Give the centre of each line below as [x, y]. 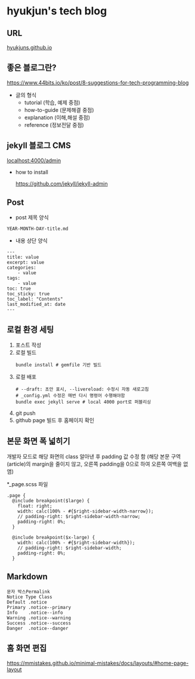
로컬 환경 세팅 [30, 330]
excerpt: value [26, 263]
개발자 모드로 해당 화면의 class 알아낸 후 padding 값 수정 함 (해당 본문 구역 [94, 457]
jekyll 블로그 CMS [39, 146]
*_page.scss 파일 [27, 484]
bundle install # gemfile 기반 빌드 [58, 365]
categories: [21, 268]
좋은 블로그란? [32, 68]
